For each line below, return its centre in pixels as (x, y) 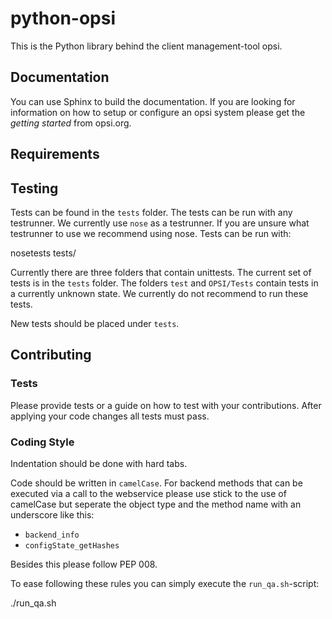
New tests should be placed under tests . (95, 323)
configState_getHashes (72, 545)
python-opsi (63, 18)
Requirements (55, 154)
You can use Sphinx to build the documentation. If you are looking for (153, 101)
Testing (34, 188)
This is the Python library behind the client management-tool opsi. (146, 46)
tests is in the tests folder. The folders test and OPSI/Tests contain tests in (164, 283)
